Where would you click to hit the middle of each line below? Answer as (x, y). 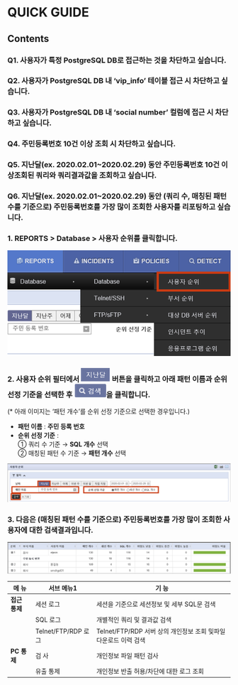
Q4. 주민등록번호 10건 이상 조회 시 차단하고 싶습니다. (91, 144)
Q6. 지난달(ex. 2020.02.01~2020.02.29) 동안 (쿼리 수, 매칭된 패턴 (117, 196)
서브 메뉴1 (63, 588)
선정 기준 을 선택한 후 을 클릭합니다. (79, 394)
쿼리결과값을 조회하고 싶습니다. (107, 176)
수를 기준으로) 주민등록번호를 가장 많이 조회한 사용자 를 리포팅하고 (112, 207)
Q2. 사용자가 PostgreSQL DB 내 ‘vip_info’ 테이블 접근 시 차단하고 (113, 81)
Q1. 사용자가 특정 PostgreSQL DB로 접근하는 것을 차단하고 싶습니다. (117, 60)
